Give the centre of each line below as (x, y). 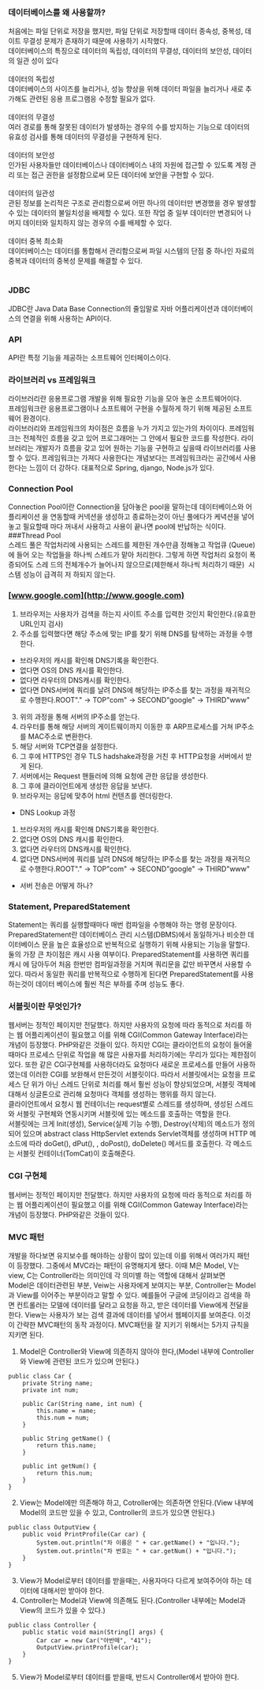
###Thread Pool (35, 536)
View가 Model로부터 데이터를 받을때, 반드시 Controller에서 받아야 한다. (129, 1676)
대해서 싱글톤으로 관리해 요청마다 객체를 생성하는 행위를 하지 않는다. (112, 1094)
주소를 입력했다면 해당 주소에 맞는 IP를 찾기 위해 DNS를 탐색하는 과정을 (129, 633)
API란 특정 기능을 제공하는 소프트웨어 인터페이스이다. (89, 357)
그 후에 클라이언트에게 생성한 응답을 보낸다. (86, 786)
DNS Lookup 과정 (48, 812)
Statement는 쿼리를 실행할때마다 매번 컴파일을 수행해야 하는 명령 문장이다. (123, 925)
